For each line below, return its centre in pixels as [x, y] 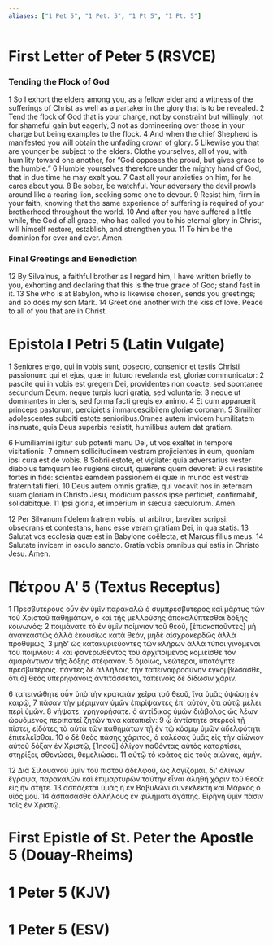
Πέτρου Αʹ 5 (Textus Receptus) [115, 586]
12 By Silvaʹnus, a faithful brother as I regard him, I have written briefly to [130, 277]
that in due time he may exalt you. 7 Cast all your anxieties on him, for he [130, 177]
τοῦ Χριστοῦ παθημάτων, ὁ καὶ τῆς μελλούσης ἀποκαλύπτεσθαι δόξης [128, 618]
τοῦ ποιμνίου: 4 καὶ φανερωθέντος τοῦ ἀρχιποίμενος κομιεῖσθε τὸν [122, 653]
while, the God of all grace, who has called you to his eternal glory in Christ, [135, 221]
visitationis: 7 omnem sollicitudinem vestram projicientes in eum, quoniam [132, 452]
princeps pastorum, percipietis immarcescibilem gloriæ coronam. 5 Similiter [135, 410]
